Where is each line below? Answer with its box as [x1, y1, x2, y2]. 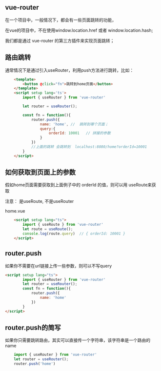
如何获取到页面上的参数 [5, 168, 76, 176]
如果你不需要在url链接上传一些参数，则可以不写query [5, 263, 112, 269]
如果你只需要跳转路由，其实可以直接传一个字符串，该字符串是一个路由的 [5, 337, 150, 343]
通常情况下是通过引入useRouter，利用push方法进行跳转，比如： [5, 67, 134, 73]
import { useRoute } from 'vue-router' [22, 222, 104, 227]
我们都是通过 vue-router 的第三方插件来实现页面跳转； [5, 38, 115, 43]
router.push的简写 [5, 323, 61, 332]
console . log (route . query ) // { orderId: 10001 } [22, 231, 125, 236]
